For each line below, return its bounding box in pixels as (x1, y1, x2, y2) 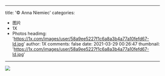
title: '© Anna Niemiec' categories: (5, 10, 75, 15)
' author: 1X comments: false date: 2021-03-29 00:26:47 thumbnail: (24, 41, 160, 47)
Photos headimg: (12, 30, 47, 36)
